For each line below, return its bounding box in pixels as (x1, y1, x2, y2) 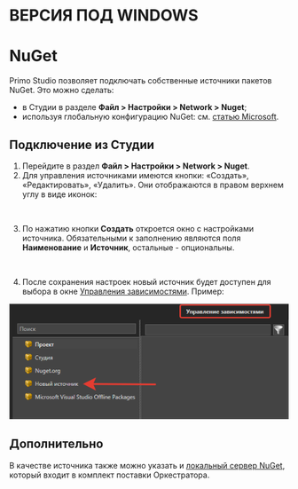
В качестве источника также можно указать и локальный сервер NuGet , (9, 460, 286, 470)
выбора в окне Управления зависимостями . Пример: (21, 286, 224, 296)
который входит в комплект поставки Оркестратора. (9, 469, 210, 480)
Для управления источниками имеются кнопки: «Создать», (21, 170, 250, 180)
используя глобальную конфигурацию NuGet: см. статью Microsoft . (21, 112, 279, 122)
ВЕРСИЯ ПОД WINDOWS (9, 5, 199, 26)
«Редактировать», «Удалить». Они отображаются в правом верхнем (21, 179, 284, 190)
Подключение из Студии (9, 137, 155, 152)
